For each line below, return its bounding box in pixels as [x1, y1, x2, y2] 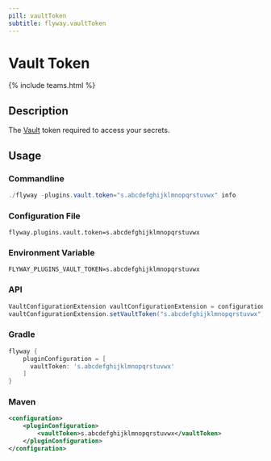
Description [8, 104, 69, 118]
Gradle [8, 329, 35, 340]
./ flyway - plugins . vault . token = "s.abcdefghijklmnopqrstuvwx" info [8, 191, 236, 199]
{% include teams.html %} [8, 81, 96, 90]
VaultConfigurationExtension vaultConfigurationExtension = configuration [8, 302, 265, 310]
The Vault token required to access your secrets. [8, 126, 170, 135]
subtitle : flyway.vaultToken [8, 19, 106, 27]
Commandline [8, 172, 65, 184]
